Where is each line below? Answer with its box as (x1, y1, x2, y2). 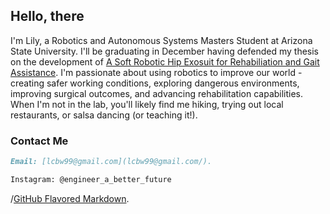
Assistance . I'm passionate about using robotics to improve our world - (10, 66, 303, 78)
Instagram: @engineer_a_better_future (10, 174, 172, 184)
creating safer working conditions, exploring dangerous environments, (10, 77, 300, 89)
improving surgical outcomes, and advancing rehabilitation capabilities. (10, 87, 304, 99)
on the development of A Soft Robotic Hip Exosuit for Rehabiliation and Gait (10, 55, 320, 68)
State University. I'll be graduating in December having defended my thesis (10, 45, 320, 57)
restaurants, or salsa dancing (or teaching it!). (10, 109, 198, 121)
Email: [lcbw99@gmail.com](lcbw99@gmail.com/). (10, 157, 213, 167)
